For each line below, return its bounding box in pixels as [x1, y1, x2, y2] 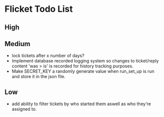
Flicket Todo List [4, 3, 73, 15]
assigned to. [11, 106, 37, 112]
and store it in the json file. [11, 74, 66, 80]
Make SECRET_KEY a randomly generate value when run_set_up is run [11, 68, 155, 74]
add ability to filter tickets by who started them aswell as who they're [11, 101, 151, 107]
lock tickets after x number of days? [11, 53, 84, 58]
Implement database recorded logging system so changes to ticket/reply [11, 58, 159, 64]
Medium [4, 39, 30, 48]
